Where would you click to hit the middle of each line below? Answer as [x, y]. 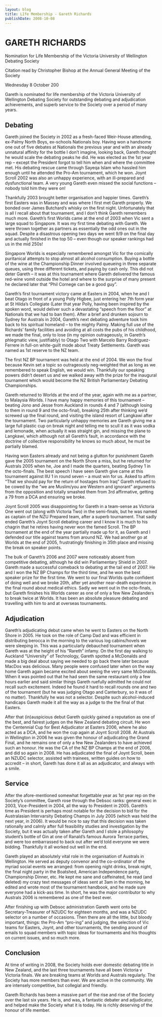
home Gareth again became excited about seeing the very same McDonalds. [81, 671]
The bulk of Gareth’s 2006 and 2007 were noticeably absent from [70, 557]
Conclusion [23, 953]
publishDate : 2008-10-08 [30, 18]
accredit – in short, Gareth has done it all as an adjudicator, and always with [80, 763]
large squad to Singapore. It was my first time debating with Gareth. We [76, 223]
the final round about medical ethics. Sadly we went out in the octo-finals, [78, 588]
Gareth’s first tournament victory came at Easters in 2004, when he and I [77, 294]
